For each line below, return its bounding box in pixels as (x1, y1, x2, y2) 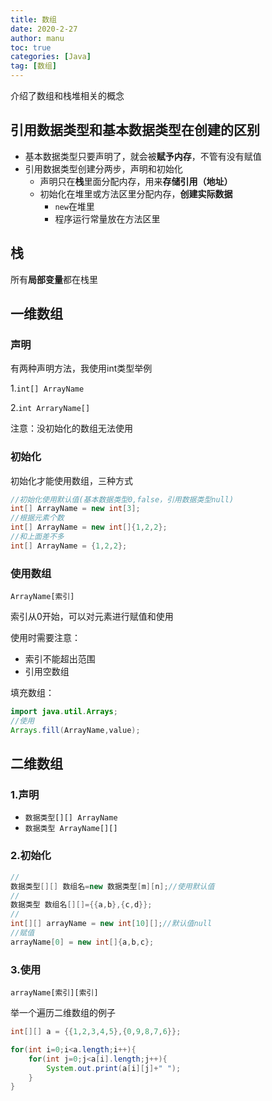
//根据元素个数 (10, 513, 65, 523)
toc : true (10, 42, 52, 53)
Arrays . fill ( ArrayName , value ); (10, 725, 141, 735)
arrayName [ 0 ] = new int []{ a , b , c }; (10, 937, 155, 947)
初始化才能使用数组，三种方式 (10, 474, 133, 486)
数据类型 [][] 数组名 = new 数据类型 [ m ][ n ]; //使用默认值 (10, 881, 215, 891)
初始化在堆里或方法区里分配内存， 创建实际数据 (39, 187, 233, 200)
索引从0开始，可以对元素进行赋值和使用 (10, 611, 174, 623)
